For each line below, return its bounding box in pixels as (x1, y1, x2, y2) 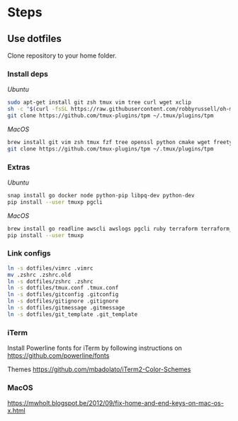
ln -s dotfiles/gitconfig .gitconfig (7, 291, 119, 298)
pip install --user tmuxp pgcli (7, 198, 103, 206)
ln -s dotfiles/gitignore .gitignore (7, 297, 119, 305)
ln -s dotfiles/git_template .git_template (7, 310, 138, 318)
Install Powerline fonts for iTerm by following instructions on (7, 344, 183, 352)
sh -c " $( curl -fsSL (7, 106, 69, 113)
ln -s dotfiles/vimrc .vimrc (7, 264, 93, 272)
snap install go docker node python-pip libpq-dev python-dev (7, 192, 195, 199)
